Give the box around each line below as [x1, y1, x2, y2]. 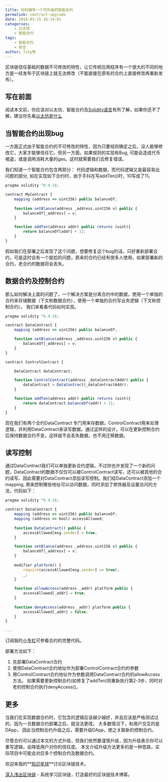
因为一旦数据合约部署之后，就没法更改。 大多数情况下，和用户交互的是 [13, 720, 160, 726]
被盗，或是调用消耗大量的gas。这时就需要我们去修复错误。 [5, 156, 126, 162]
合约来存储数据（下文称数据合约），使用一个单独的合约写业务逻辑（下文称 [5, 297, 156, 303]
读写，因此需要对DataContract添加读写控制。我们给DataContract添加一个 [9, 475, 161, 481]
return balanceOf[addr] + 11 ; [23, 229, 86, 234]
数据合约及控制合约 [5, 277, 64, 285]
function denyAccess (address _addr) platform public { [14, 605, 131, 610]
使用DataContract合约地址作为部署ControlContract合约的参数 [12, 665, 139, 671]
